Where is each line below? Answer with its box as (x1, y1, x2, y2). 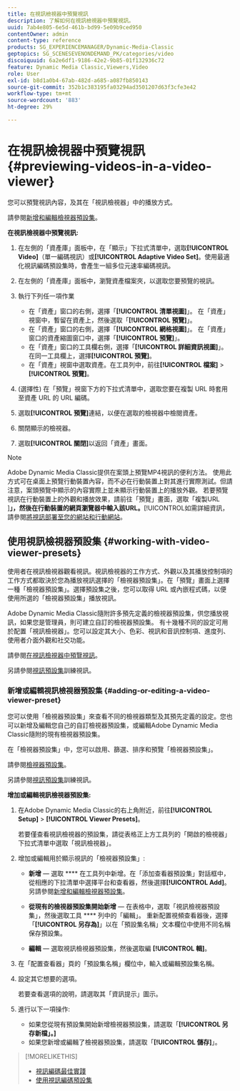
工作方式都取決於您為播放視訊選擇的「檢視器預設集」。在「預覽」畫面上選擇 (7, 575, 230, 584)
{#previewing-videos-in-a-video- (7, 159, 212, 175)
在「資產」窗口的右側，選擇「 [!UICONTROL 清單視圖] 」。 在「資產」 (28, 306, 230, 315)
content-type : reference (7, 37, 81, 44)
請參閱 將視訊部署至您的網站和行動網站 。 (7, 512, 126, 521)
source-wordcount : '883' (7, 97, 81, 104)
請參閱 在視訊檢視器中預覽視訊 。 (7, 650, 101, 659)
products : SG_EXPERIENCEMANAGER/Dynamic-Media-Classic (7, 44, 174, 51)
